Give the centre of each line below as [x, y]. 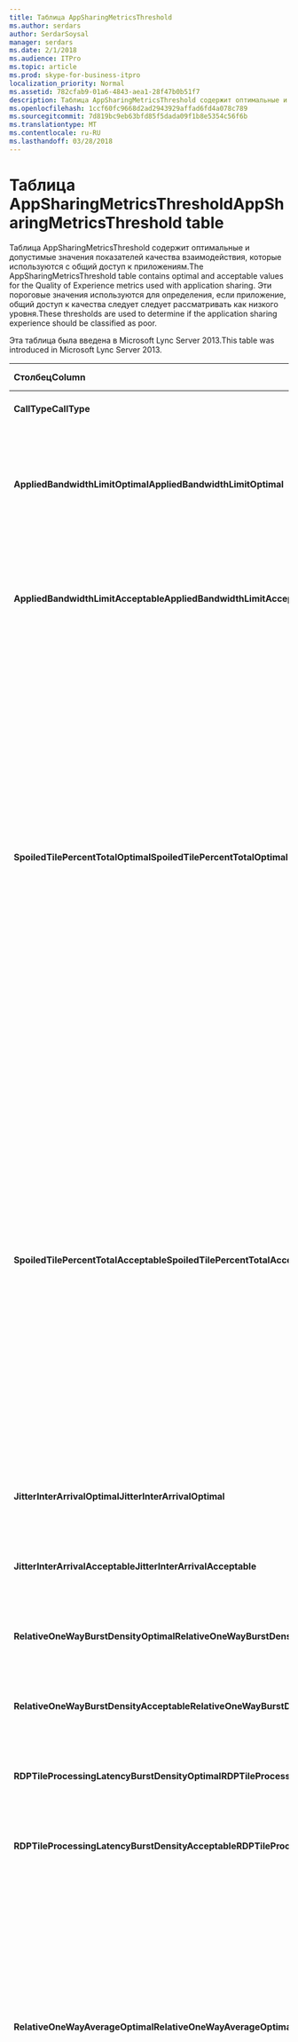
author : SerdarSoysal [49, 34]
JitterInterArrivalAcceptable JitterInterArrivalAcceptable [135, 1566]
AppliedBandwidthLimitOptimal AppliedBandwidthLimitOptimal [149, 484]
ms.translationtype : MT [53, 125]
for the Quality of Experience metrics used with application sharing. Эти [141, 285]
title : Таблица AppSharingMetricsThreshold [91, 17]
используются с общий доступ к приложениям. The [106, 266]
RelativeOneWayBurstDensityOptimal [94, 1636]
